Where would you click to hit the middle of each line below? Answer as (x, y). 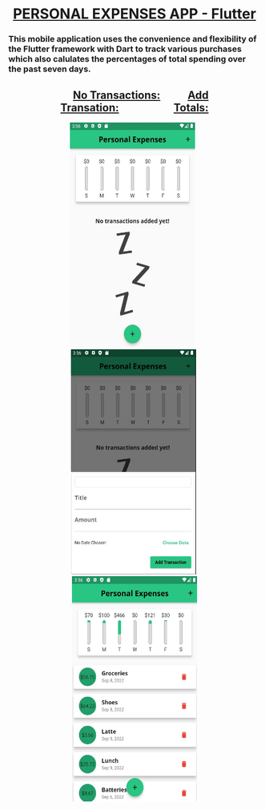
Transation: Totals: (135, 108)
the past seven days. (50, 69)
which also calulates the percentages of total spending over (127, 59)
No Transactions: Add (141, 95)
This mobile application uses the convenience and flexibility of (133, 39)
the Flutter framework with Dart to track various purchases (125, 49)
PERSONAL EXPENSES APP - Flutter (135, 14)
